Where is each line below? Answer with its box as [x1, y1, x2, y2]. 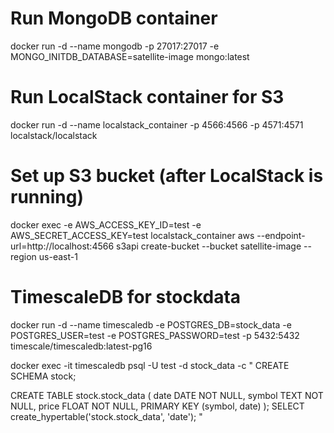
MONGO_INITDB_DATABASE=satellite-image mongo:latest [10, 50, 250, 62]
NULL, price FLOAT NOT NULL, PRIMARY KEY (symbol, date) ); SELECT [10, 400, 305, 412]
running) [10, 186, 84, 209]
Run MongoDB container [10, 7, 218, 30]
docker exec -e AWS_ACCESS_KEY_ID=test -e [10, 218, 202, 231]
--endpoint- [256, 229, 306, 241]
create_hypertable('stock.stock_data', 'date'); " [10, 410, 203, 422]
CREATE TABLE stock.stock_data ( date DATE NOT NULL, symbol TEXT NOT [10, 389, 324, 401]
